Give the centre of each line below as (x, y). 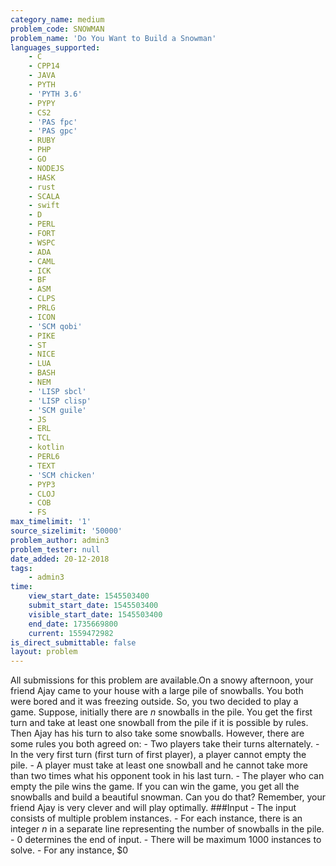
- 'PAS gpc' (53, 131)
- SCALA (44, 196)
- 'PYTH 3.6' (55, 94)
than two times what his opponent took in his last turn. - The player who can (167, 776)
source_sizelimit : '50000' (66, 531)
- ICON (42, 317)
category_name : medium (57, 19)
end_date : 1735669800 (73, 624)
